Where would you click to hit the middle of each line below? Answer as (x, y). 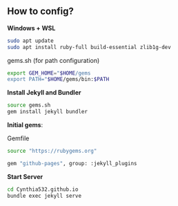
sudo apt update (30, 41)
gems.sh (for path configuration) (53, 60)
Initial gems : (25, 125)
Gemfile (18, 138)
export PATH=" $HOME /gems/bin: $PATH (58, 79)
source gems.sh (29, 105)
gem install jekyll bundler (48, 112)
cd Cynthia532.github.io (43, 189)
